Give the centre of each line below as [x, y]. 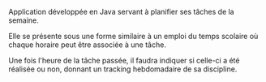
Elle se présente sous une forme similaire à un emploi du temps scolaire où [133, 36]
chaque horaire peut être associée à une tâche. [87, 45]
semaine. [24, 20]
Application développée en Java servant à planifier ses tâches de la [121, 12]
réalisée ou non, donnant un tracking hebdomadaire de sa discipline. [123, 69]
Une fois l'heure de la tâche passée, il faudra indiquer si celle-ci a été [124, 60]
